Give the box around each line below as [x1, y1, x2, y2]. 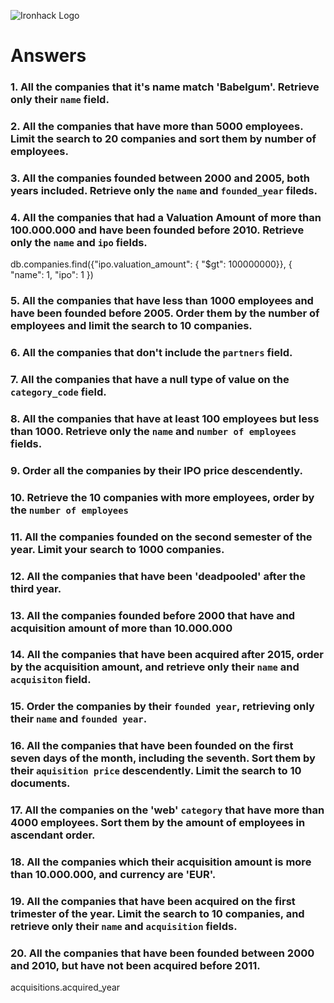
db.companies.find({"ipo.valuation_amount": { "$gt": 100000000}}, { [10, 258, 293, 270]
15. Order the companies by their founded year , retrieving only [10, 700, 315, 714]
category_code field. [10, 385, 107, 399]
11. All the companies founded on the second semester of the [10, 530, 313, 544]
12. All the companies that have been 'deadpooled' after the [10, 569, 306, 583]
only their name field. [10, 93, 110, 107]
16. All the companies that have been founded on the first [10, 739, 294, 753]
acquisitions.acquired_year [10, 981, 121, 994]
